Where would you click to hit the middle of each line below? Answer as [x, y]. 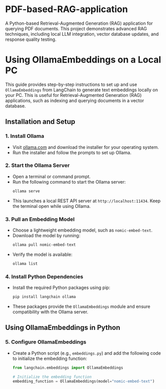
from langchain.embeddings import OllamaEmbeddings [68, 368]
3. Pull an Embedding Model [40, 219]
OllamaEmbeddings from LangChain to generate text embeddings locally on [82, 90]
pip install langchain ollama [44, 297]
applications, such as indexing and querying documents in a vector [75, 100]
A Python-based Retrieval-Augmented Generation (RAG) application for [79, 23]
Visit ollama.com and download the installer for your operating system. [86, 147]
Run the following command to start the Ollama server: [69, 182]
